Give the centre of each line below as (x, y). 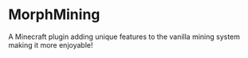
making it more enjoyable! (51, 44)
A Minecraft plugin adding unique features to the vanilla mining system (124, 37)
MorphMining (54, 15)
